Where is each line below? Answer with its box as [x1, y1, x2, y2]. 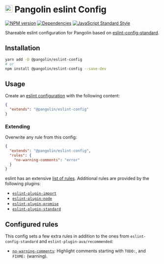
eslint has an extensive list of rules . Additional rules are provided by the [5, 176, 150, 181]
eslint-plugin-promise [12, 202, 59, 206]
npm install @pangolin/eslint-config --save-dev [5, 66, 107, 71]
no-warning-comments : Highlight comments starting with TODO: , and [12, 248, 146, 254]
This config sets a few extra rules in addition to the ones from [5, 233, 130, 239]
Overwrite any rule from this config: [5, 134, 77, 140]
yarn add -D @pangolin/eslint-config [5, 57, 82, 62]
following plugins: [5, 181, 41, 187]
